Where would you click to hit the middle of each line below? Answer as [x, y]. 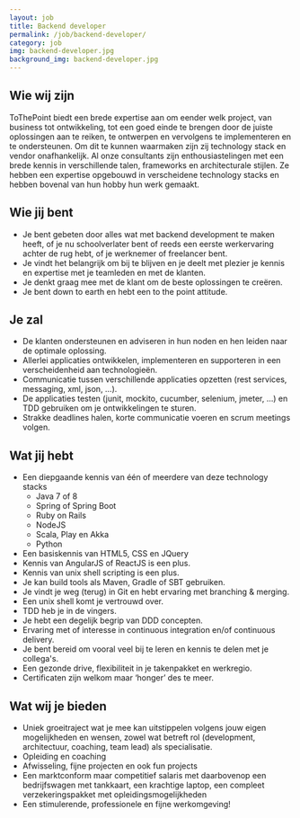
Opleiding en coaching [64, 757]
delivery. [38, 640]
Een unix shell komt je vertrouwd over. [93, 601]
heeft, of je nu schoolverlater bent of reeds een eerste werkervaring [148, 244]
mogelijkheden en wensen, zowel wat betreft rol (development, [139, 737]
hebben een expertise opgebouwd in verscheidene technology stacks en [145, 174]
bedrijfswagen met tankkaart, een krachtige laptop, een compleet [143, 785]
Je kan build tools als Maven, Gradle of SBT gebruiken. [124, 582]
